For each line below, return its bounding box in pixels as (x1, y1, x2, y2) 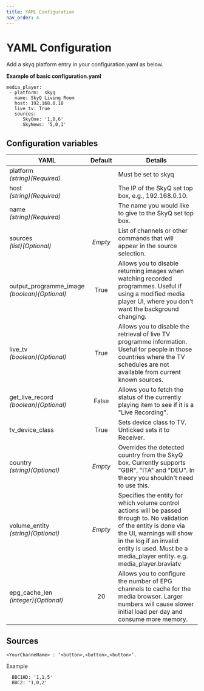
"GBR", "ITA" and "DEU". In (118, 466, 195, 474)
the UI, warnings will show (118, 529, 193, 538)
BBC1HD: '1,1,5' (12, 675, 53, 681)
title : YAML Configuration (6, 9, 75, 15)
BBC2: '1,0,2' (12, 679, 47, 686)
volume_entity (9, 521, 50, 530)
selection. (118, 249, 146, 258)
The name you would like (118, 201, 189, 210)
